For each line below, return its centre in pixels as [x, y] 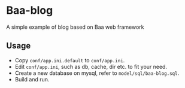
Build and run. [32, 79]
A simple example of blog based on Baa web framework [75, 27]
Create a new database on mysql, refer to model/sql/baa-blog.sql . [97, 73]
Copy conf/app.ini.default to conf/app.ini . [70, 60]
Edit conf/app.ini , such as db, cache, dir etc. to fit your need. [91, 66]
